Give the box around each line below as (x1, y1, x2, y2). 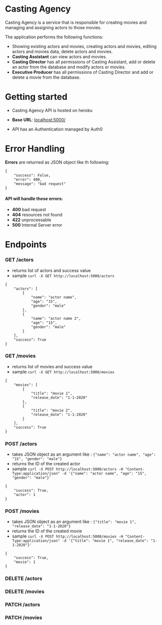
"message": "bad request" (14, 181, 66, 186)
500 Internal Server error (12, 222, 62, 228)
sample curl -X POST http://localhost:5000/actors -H (12, 466, 123, 472)
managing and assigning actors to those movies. (5, 24, 102, 30)
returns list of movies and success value (12, 363, 93, 369)
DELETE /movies (5, 588, 44, 595)
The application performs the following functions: (5, 34, 103, 40)
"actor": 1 (14, 493, 36, 497)
